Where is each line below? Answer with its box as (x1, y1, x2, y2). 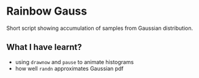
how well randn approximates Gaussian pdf (15, 65, 124, 72)
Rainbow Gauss (6, 4, 88, 18)
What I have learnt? (6, 42, 83, 52)
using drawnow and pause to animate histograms (15, 58, 134, 65)
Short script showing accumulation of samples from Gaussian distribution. (6, 24, 193, 32)
